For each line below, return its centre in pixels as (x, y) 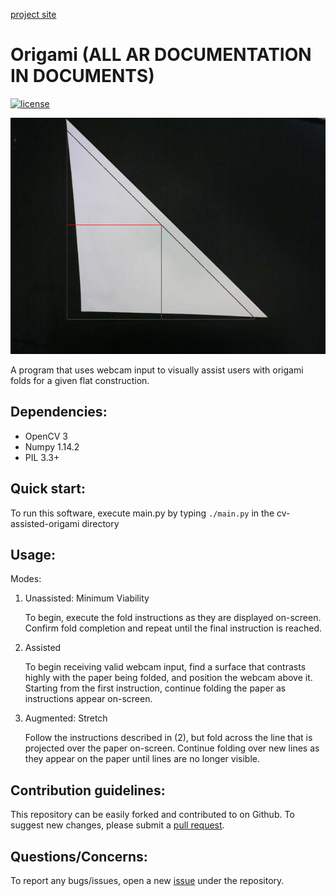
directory (100, 523)
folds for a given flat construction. (80, 380)
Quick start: (48, 489)
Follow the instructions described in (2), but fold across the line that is (168, 738)
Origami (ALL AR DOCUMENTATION (161, 55)
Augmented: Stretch (66, 718)
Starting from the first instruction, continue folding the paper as (155, 688)
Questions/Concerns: (79, 856)
